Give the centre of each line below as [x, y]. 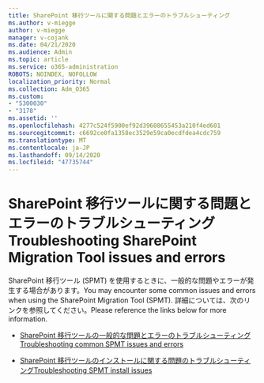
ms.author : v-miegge [42, 23]
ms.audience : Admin [40, 52]
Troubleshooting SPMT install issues [93, 370]
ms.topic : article [38, 60]
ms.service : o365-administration [63, 67]
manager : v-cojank [38, 38]
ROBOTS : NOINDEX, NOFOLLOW [53, 74]
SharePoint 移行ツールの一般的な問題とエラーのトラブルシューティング [135, 336]
